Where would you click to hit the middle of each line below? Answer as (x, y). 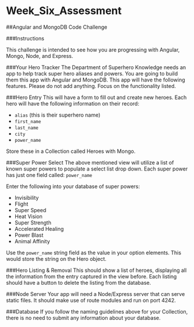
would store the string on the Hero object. (56, 258)
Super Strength (33, 222)
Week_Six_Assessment (64, 11)
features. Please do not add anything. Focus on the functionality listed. (91, 86)
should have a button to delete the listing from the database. (79, 282)
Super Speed (30, 210)
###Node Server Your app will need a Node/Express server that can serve (96, 294)
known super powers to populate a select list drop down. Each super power (97, 169)
